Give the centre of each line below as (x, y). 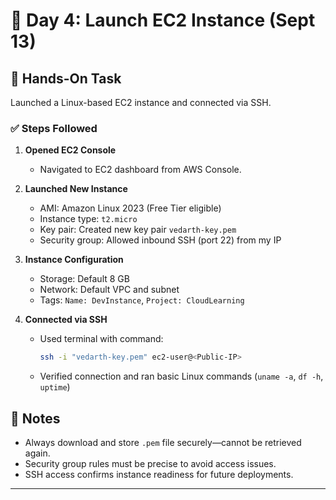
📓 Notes (35, 418)
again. (37, 453)
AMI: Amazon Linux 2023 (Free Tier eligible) (130, 208)
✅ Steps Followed (54, 128)
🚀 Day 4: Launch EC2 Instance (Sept (163, 20)
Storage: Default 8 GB (84, 279)
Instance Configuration (74, 260)
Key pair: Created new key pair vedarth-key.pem (138, 230)
